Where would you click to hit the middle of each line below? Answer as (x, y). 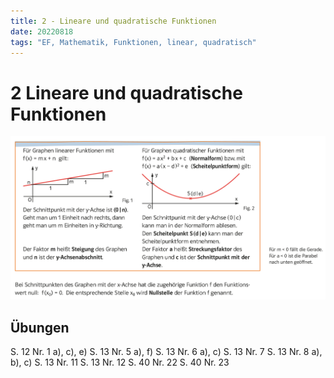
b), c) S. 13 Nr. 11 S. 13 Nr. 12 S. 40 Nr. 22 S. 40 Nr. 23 (120, 362)
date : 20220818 (42, 31)
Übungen (40, 327)
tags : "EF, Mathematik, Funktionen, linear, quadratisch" (133, 42)
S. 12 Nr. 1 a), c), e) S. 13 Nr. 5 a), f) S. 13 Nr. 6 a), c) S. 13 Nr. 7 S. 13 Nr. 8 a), (166, 352)
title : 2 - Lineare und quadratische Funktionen (113, 21)
